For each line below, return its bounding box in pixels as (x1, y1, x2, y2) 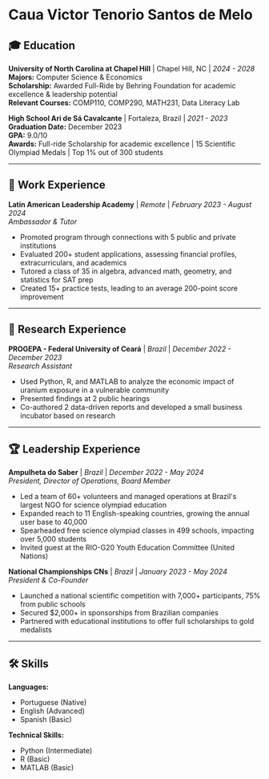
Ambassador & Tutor (8, 217, 78, 226)
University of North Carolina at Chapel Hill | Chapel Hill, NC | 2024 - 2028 (8, 64, 255, 73)
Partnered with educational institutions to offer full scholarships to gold (19, 616, 255, 627)
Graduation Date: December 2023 (8, 122, 122, 132)
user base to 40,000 (19, 517, 88, 527)
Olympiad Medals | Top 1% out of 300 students (8, 148, 164, 157)
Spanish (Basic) (19, 715, 72, 724)
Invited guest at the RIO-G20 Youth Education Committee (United (19, 543, 235, 553)
